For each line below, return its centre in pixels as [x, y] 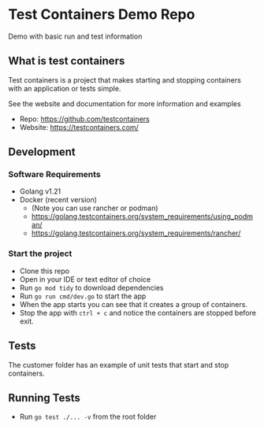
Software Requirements [54, 175]
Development [42, 152]
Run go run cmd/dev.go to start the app [83, 296]
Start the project [40, 253]
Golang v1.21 [40, 191]
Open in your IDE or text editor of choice [85, 279]
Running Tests [44, 398]
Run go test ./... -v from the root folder [88, 417]
